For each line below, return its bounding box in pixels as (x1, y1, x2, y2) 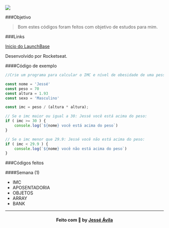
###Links (5, 34, 25, 40)
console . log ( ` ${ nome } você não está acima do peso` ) (14, 146, 127, 151)
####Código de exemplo (5, 63, 57, 69)
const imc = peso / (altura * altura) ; (5, 104, 89, 110)
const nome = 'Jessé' (5, 81, 51, 86)
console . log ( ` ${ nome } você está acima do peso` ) (14, 123, 118, 128)
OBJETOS (12, 190, 34, 196)
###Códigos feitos (5, 160, 44, 166)
